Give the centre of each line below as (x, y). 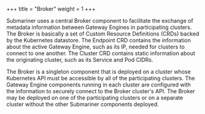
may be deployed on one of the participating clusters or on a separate (95, 98)
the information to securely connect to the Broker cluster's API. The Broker (101, 91)
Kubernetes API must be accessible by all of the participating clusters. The (101, 78)
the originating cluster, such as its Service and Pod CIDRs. (80, 60)
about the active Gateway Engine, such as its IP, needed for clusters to (96, 47)
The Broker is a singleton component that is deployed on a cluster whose (99, 72)
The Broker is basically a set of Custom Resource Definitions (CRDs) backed (103, 34)
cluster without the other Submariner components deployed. (83, 104)
